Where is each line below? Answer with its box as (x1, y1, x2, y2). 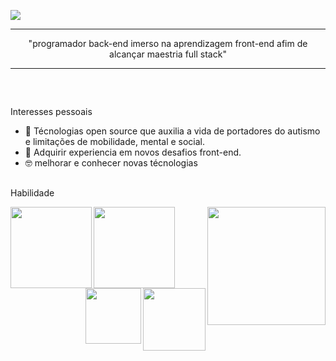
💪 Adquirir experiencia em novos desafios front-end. (24, 146, 242, 159)
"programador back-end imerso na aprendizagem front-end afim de (28, 38, 308, 49)
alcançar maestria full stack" (109, 48, 227, 60)
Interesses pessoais (10, 106, 93, 118)
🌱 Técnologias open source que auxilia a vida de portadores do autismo (24, 125, 321, 137)
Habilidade (10, 186, 55, 199)
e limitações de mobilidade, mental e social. (24, 136, 206, 148)
